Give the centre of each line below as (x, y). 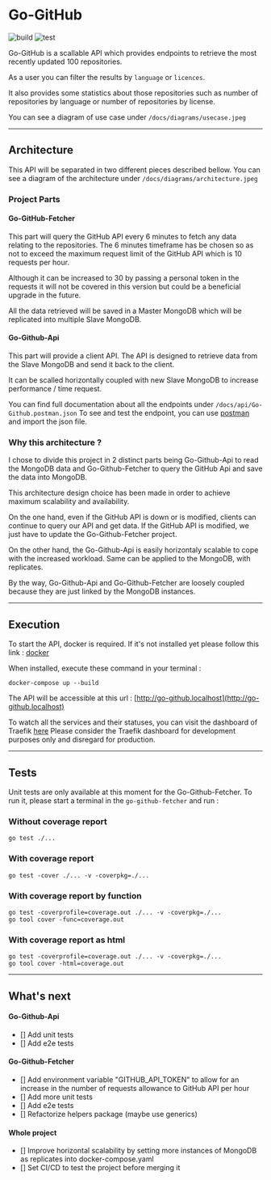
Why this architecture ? (55, 442)
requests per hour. (39, 262)
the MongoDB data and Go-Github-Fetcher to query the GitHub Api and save (135, 469)
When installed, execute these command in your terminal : (105, 668)
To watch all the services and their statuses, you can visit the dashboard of (133, 722)
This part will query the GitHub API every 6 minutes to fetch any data (123, 236)
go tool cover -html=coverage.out (67, 964)
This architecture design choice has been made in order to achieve (119, 493)
